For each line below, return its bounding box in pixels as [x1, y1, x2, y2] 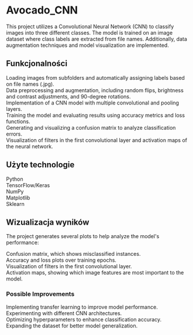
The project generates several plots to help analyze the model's [6, 233, 160, 240]
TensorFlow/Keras [6, 181, 50, 188]
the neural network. [6, 143, 54, 150]
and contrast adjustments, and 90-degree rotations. [6, 93, 131, 100]
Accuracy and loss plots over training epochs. [6, 256, 117, 264]
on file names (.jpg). [6, 80, 54, 87]
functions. [6, 118, 30, 125]
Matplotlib [6, 194, 30, 201]
